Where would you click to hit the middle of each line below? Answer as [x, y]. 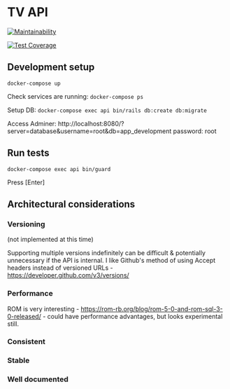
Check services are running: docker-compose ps [76, 96]
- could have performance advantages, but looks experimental [133, 316]
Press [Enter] [26, 182]
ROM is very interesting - [43, 308]
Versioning [26, 224]
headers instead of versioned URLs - [60, 268]
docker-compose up [34, 83]
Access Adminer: [32, 123]
